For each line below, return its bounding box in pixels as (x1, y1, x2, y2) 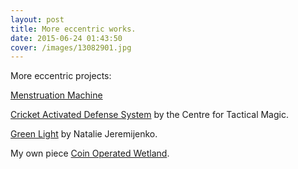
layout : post (10, 14, 65, 25)
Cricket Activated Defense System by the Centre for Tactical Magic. (10, 109, 289, 121)
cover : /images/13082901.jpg (10, 42, 132, 53)
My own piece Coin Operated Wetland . (10, 147, 170, 160)
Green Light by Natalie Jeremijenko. (10, 128, 158, 140)
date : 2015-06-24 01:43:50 (10, 33, 123, 43)
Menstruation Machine (10, 89, 103, 101)
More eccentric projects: (10, 70, 112, 82)
